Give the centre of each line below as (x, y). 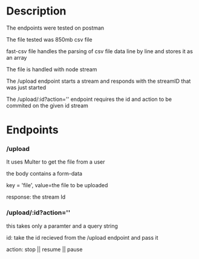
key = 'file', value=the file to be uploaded (57, 185)
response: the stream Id (36, 197)
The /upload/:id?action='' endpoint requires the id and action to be (89, 99)
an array (17, 57)
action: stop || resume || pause (44, 249)
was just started (26, 87)
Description (36, 11)
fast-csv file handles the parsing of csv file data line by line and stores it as (100, 51)
